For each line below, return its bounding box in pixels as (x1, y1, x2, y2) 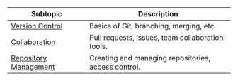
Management (11, 62, 55, 72)
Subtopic (30, 9, 62, 18)
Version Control (11, 21, 63, 31)
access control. (89, 62, 140, 72)
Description (137, 9, 178, 18)
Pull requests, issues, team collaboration (89, 33, 224, 42)
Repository (11, 53, 47, 63)
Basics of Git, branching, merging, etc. (89, 21, 217, 31)
